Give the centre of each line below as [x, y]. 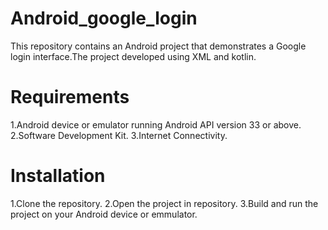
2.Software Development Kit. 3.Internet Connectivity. [119, 135]
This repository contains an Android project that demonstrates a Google [158, 46]
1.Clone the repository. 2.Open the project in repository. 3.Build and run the [164, 203]
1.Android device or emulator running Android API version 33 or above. [156, 124]
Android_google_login [104, 18]
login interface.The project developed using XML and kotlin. [133, 56]
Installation [58, 176]
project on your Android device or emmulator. [104, 214]
